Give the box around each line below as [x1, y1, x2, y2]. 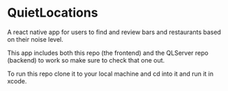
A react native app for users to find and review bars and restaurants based [7, 28, 222, 36]
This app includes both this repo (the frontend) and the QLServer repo [7, 49, 209, 57]
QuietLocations [7, 5, 98, 21]
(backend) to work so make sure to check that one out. [7, 56, 165, 64]
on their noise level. [7, 35, 64, 43]
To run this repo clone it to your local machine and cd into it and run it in [7, 69, 214, 78]
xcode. [7, 76, 27, 85]
